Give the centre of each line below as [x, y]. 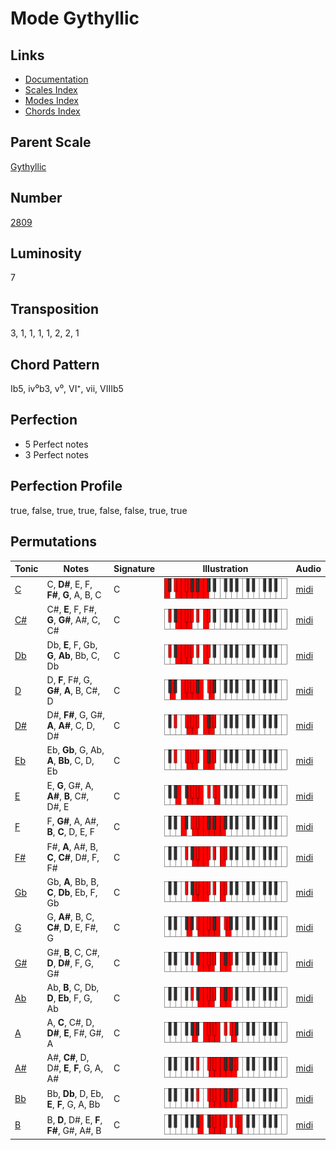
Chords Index [52, 111]
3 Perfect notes [57, 454]
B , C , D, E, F [71, 832]
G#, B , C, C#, [73, 952]
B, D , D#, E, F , [74, 1119]
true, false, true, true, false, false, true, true [99, 510]
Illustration [225, 568]
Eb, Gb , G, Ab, [75, 750]
